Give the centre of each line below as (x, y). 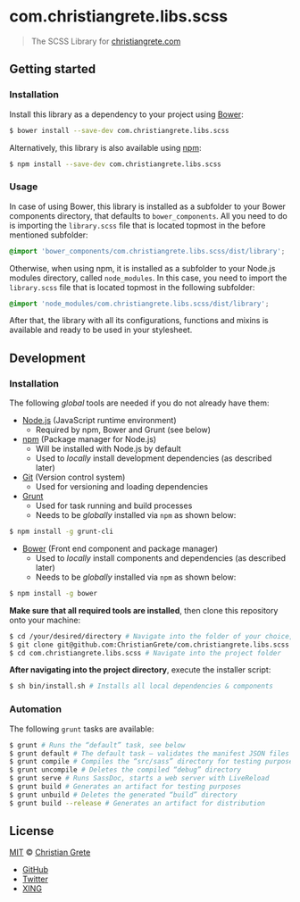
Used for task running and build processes (114, 505)
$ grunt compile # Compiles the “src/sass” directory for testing (135, 762)
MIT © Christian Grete (50, 852)
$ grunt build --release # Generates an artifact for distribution (137, 803)
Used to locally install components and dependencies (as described (161, 558)
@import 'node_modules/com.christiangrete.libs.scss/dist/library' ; (139, 304)
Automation (36, 709)
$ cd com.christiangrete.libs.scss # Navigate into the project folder (145, 653)
